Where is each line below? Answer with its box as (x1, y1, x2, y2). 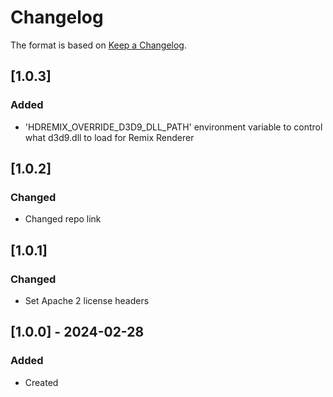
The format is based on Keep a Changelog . (10, 39, 187, 51)
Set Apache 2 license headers (24, 295, 150, 306)
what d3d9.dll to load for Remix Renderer (24, 131, 195, 143)
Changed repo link (24, 213, 102, 225)
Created (24, 376, 59, 388)
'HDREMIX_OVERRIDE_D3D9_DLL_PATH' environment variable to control (24, 121, 323, 133)
